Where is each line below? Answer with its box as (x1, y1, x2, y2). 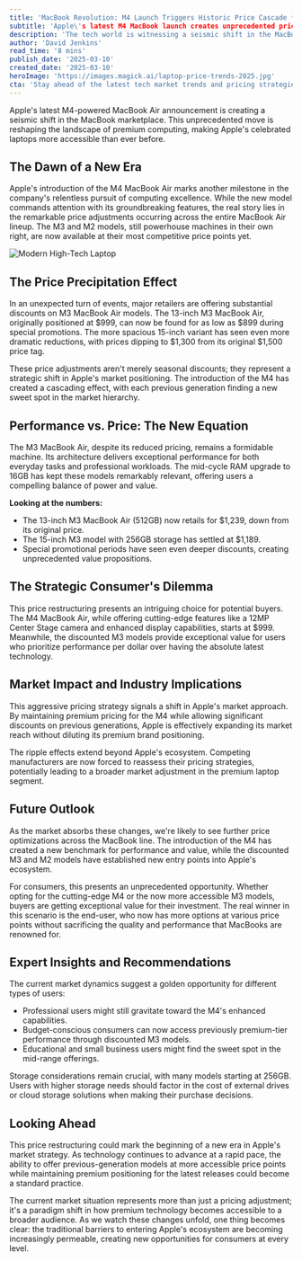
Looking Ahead (9, 1115, 96, 1131)
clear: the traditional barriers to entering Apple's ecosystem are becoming (9, 1224, 283, 1235)
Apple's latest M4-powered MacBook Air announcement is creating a (9, 104, 266, 115)
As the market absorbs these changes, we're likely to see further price (9, 825, 271, 836)
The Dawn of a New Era (9, 159, 142, 175)
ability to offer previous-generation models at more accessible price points (9, 1159, 286, 1169)
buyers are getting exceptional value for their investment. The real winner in (9, 900, 290, 910)
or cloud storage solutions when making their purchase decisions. (9, 1089, 253, 1101)
